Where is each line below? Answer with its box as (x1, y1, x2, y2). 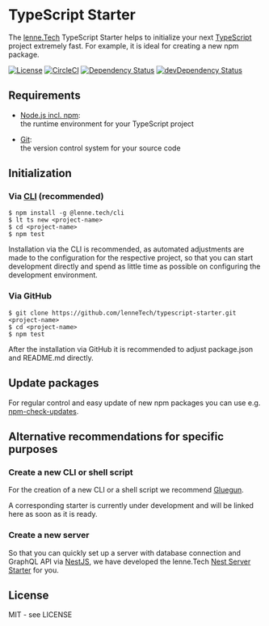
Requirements (8, 89, 81, 103)
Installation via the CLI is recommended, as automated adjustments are (8, 244, 245, 254)
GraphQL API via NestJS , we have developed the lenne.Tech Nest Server (8, 556, 251, 566)
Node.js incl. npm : (19, 110, 81, 120)
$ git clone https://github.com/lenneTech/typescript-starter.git (8, 309, 237, 317)
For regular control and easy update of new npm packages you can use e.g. (8, 398, 261, 408)
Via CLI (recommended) (8, 191, 104, 202)
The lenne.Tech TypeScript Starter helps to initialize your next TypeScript (8, 32, 252, 42)
